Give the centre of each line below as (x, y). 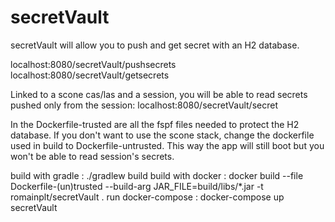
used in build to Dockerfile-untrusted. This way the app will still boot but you (167, 145)
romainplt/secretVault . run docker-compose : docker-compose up (147, 197)
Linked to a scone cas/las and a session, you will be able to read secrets (159, 94)
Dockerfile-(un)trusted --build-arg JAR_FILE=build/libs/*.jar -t (137, 186)
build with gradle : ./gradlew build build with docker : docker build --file (157, 175)
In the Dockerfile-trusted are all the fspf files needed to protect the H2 (155, 124)
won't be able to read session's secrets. (92, 156)
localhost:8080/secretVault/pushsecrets (93, 64)
